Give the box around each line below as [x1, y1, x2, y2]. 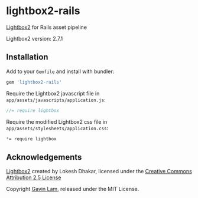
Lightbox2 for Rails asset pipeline [6, 24, 87, 31]
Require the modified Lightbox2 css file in [6, 118, 108, 125]
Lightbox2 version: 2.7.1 [6, 35, 63, 42]
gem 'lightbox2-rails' [6, 79, 62, 85]
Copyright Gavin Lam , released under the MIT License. [6, 186, 139, 193]
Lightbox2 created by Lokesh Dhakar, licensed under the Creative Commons [6, 168, 192, 175]
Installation [6, 52, 48, 62]
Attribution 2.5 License [6, 174, 61, 181]
